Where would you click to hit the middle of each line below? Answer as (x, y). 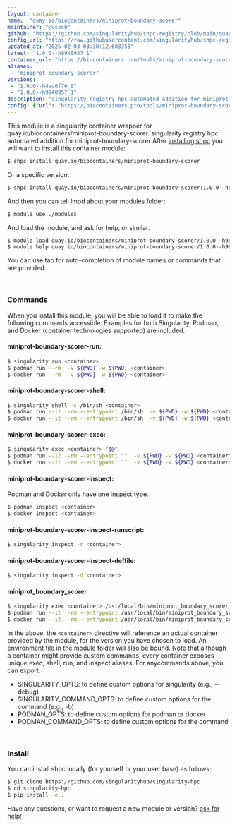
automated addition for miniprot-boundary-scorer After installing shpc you (115, 140)
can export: (24, 670)
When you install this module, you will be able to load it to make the (105, 315)
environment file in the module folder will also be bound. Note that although (117, 648)
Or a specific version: (38, 174)
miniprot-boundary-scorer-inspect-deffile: (72, 560)
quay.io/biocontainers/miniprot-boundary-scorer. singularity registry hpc (113, 133)
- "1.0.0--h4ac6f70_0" (44, 86)
